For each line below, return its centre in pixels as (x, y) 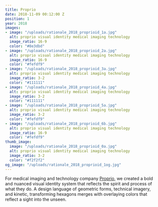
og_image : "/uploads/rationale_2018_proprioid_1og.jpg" (63, 165)
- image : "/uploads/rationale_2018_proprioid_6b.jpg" (61, 124)
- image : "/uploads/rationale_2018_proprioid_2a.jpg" (61, 51)
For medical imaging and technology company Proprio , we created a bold (79, 179)
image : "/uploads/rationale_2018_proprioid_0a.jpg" (63, 147)
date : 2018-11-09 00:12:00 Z (35, 14)
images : (13, 28)
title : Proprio (21, 10)
